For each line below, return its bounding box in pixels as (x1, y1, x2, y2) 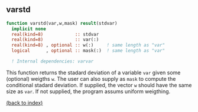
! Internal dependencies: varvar (11, 58, 94, 64)
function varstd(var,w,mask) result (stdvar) (6, 20, 118, 26)
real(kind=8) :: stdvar (11, 31, 99, 37)
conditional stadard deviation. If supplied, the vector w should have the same (6, 81, 192, 88)
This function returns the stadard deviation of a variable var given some (6, 69, 181, 76)
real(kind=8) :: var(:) (11, 37, 99, 43)
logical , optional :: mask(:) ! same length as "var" (11, 48, 165, 54)
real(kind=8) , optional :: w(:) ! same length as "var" (11, 42, 165, 48)
